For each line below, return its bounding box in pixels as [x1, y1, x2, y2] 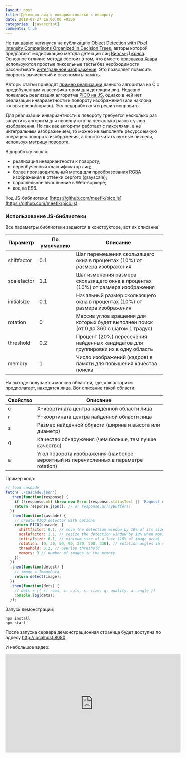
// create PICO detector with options [14, 518, 95, 523]
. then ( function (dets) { [10, 583, 59, 588]
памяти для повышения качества [76, 360, 157, 367]
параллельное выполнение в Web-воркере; [12, 180, 107, 186]
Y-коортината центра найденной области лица [37, 413, 152, 420]
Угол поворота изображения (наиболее [37, 450, 134, 457]
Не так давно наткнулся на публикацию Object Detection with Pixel [5, 40, 147, 46]
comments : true [5, 26, 37, 31]
